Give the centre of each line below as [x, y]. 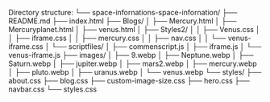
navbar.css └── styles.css [53, 89]
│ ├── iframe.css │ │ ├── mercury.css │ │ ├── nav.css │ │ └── [117, 38]
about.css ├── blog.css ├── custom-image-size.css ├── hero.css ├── [129, 81]
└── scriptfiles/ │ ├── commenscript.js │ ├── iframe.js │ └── [156, 47]
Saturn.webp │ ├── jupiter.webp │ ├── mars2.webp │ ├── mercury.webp [133, 63]
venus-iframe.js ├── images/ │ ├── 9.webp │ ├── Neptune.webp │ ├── [131, 55]
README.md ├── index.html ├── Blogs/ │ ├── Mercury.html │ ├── [123, 21]
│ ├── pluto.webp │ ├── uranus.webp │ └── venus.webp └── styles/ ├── [135, 72]
